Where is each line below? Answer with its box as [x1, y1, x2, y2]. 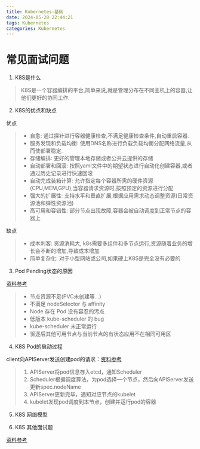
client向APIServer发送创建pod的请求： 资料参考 [6, 356, 122, 363]
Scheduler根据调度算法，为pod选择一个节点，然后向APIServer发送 [29, 376, 194, 383]
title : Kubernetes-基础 [6, 8, 64, 15]
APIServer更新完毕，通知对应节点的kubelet [29, 391, 136, 398]
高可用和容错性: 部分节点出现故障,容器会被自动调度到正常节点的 [29, 207, 186, 214]
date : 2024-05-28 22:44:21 [6, 14, 73, 20]
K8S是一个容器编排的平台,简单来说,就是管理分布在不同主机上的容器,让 [20, 87, 193, 94]
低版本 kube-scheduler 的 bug [29, 315, 104, 323]
